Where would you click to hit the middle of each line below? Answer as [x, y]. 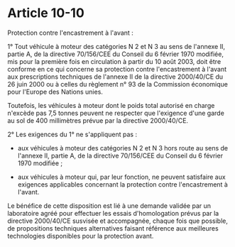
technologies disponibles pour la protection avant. [81, 236]
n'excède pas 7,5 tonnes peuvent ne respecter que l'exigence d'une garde [116, 113]
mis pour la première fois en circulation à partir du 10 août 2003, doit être [114, 61]
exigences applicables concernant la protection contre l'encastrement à [123, 184]
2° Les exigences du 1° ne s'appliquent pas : [72, 134]
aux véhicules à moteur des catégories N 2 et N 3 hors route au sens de [123, 148]
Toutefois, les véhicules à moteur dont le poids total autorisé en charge [111, 105]
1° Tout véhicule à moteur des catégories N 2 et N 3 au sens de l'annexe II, [116, 46]
